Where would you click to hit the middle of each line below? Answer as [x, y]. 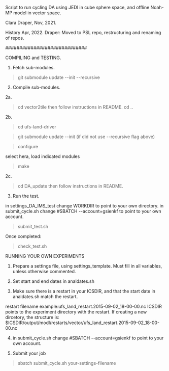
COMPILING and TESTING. [33, 58]
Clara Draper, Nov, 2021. [31, 23]
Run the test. [26, 196]
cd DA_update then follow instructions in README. [70, 186]
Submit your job [29, 353]
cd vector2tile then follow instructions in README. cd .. [75, 107]
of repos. [15, 38]
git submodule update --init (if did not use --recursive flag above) [86, 137]
